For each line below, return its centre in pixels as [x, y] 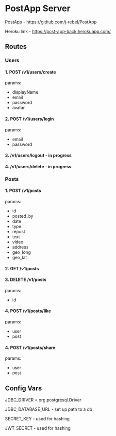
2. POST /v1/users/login [30, 119]
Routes [16, 47]
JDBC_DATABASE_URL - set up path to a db [49, 409]
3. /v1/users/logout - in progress [38, 156]
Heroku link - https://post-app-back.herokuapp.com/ [58, 31]
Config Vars [24, 388]
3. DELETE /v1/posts [26, 279]
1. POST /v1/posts [23, 191]
